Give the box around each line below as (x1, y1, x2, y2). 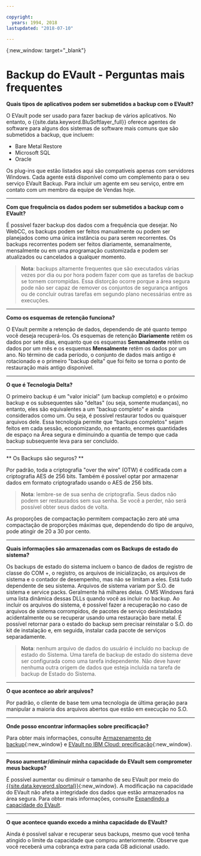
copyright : (6, 14, 33, 20)
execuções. (20, 297, 50, 304)
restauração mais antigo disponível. (6, 364, 94, 371)
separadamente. (6, 633, 47, 641)
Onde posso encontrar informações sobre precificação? (6, 723, 149, 730)
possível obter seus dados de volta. (20, 503, 109, 510)
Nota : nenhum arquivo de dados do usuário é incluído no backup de (20, 645, 190, 652)
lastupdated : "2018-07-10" (6, 25, 74, 31)
